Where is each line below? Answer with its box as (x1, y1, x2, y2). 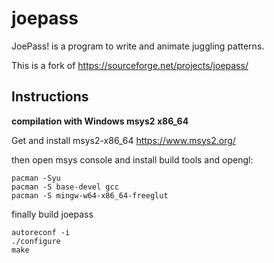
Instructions (11, 88, 89, 106)
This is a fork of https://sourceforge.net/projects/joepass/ (11, 59, 249, 71)
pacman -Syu (11, 173, 61, 183)
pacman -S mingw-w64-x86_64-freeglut (11, 190, 169, 201)
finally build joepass (11, 208, 94, 220)
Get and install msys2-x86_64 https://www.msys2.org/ (11, 134, 236, 146)
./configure (11, 236, 61, 246)
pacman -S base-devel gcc (11, 182, 119, 192)
